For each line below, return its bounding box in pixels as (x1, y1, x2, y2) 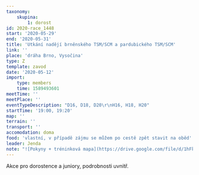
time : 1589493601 (17, 86, 60, 92)
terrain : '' (6, 119, 36, 125)
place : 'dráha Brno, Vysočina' (6, 53, 84, 59)
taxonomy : (6, 8, 31, 15)
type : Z (6, 58, 25, 64)
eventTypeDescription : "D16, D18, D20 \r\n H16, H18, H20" (6, 102, 150, 108)
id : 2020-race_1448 (6, 25, 54, 31)
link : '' (6, 47, 28, 53)
